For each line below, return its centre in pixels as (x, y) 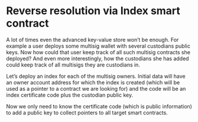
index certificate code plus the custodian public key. (70, 95)
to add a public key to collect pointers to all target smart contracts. (87, 113)
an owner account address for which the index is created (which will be (93, 82)
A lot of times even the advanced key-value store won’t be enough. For (92, 39)
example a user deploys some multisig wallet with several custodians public (98, 46)
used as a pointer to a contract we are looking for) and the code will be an (96, 88)
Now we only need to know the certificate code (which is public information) (99, 106)
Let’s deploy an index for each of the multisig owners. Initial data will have (96, 76)
